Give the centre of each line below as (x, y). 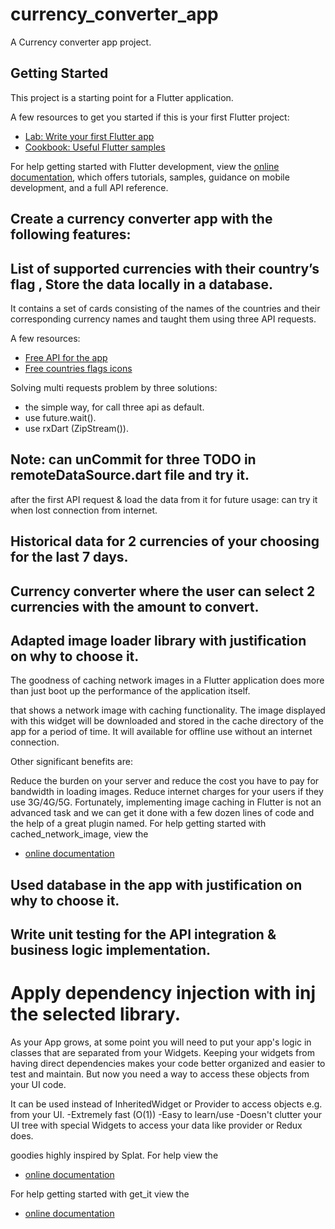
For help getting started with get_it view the (100, 1194)
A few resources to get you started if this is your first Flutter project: (150, 117)
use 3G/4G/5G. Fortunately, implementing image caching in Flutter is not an (166, 802)
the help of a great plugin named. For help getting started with (138, 824)
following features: (71, 234)
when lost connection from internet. (84, 510)
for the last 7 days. (69, 557)
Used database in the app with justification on (156, 884)
